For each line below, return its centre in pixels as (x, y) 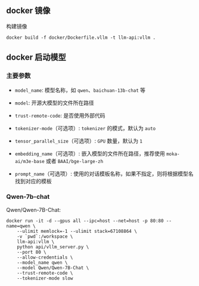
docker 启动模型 (36, 58)
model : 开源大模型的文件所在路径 (54, 103)
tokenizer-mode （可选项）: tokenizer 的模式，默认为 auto (85, 128)
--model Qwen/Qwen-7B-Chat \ (53, 267)
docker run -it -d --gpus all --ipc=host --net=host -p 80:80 (85, 221)
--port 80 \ (32, 252)
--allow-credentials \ (45, 257)
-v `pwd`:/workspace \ (45, 236)
